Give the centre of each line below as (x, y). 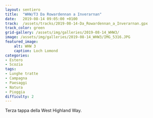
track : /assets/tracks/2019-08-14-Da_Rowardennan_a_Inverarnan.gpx (76, 23)
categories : (17, 55)
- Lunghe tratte (22, 74)
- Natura (14, 87)
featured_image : (22, 42)
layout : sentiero (23, 10)
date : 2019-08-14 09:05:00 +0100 (41, 19)
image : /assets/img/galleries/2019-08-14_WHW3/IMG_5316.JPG (68, 37)
